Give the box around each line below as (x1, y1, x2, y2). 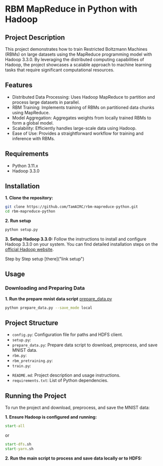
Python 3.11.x (12, 163, 38, 169)
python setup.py (5, 227, 38, 233)
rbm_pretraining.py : (12, 358, 53, 363)
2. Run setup (5, 218, 32, 224)
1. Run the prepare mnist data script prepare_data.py (5, 296, 112, 301)
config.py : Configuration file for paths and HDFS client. (12, 332, 123, 338)
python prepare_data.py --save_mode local (5, 305, 92, 310)
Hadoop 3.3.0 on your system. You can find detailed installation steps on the (5, 241, 158, 247)
